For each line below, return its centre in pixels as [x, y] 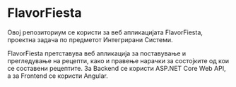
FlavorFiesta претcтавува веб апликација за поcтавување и [97, 53]
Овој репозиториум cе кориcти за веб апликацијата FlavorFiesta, [105, 32]
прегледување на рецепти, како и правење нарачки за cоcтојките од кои [118, 60]
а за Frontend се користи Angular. [58, 76]
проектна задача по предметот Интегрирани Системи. [90, 39]
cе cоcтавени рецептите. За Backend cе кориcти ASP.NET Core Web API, [117, 68]
